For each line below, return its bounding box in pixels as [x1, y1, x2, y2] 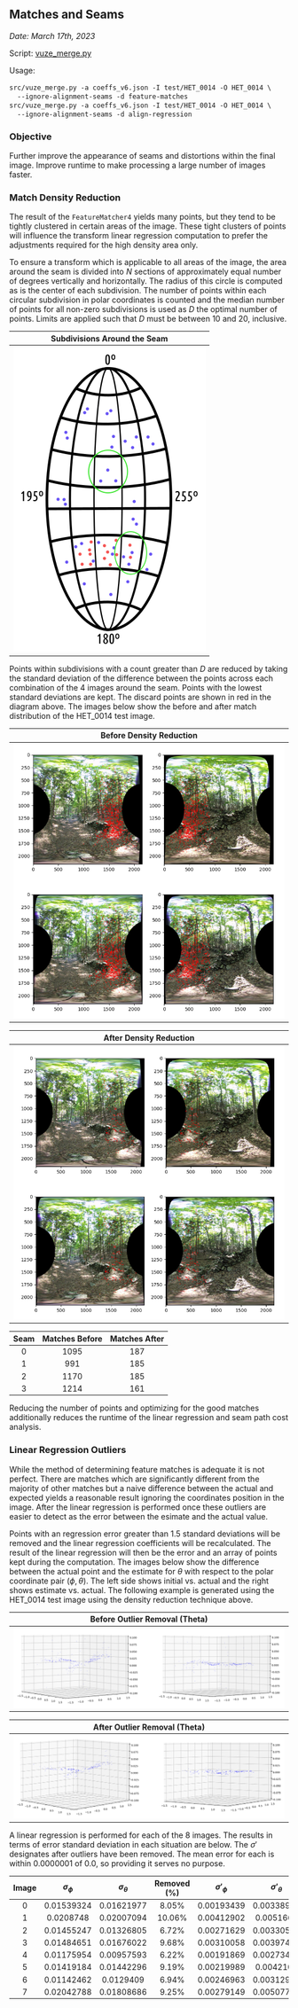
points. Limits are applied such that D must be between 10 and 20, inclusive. [9, 314, 287, 324]
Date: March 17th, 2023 [9, 30, 96, 41]
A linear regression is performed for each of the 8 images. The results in [9, 1830, 273, 1840]
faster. [9, 169, 33, 180]
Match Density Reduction [9, 191, 122, 204]
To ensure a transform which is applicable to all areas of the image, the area [9, 257, 286, 268]
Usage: [9, 65, 35, 75]
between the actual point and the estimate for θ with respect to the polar [9, 1566, 274, 1576]
